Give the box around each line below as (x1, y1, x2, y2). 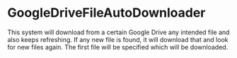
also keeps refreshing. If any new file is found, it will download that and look (7, 35, 229, 43)
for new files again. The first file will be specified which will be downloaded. (7, 43, 229, 51)
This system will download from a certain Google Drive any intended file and (7, 28, 230, 36)
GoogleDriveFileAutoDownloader (7, 5, 206, 21)
